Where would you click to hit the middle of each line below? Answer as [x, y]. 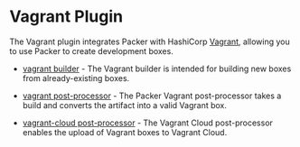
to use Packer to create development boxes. [91, 51]
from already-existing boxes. [76, 78]
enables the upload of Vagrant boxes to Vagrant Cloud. [125, 132]
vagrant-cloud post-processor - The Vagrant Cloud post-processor [148, 123]
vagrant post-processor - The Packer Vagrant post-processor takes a [152, 96]
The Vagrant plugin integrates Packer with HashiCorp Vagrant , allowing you [150, 41]
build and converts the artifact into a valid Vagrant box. [125, 105]
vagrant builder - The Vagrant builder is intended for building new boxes [157, 69]
